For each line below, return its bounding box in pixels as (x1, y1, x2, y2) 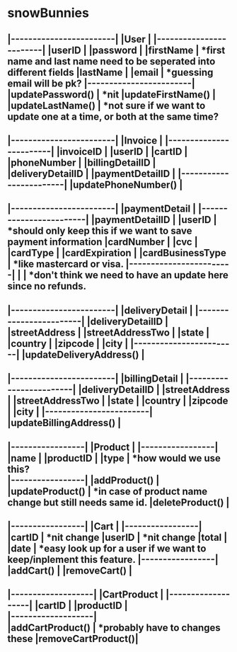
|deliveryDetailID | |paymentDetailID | (7, 168, 176, 180)
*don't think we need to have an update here (28, 269, 229, 281)
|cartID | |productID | (34, 600, 129, 612)
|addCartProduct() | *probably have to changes (7, 622, 221, 634)
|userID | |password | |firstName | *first (47, 44, 226, 56)
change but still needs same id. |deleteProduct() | (7, 496, 230, 508)
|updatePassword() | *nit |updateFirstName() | (7, 88, 216, 101)
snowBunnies (7, 5, 90, 21)
